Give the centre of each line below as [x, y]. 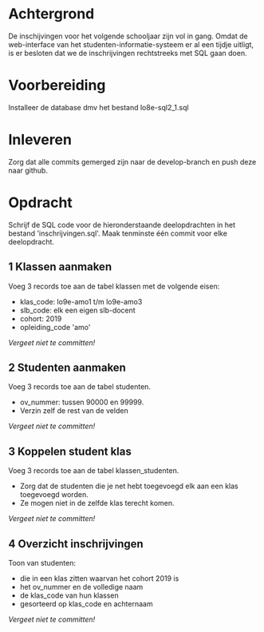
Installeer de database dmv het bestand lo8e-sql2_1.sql [99, 107]
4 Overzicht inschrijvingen [76, 544]
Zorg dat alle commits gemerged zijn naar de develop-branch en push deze [132, 161]
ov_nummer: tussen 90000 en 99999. [82, 402]
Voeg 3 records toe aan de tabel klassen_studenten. [94, 471]
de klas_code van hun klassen [69, 595]
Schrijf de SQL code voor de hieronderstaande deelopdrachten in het [122, 225]
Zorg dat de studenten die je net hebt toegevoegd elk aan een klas [129, 486]
